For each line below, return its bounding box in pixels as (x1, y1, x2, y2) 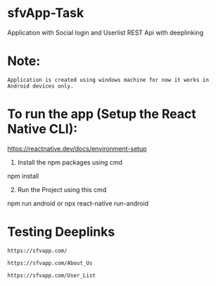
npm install (7, 172, 39, 180)
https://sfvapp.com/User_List (7, 272, 96, 279)
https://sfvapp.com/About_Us (7, 259, 93, 266)
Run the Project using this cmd (17, 185, 107, 193)
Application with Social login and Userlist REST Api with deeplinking (7, 28, 204, 37)
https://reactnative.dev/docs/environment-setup (7, 144, 147, 153)
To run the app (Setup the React (7, 106, 197, 122)
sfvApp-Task (7, 5, 84, 21)
